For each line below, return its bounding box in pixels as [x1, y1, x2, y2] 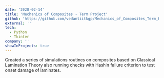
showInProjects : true [5, 43, 49, 48]
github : [5, 16, 21, 21]
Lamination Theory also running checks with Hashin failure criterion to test [5, 62, 155, 68]
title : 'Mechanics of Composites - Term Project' [5, 12, 108, 17]
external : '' [5, 20, 32, 26]
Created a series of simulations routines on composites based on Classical [5, 57, 155, 62]
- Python [9, 30, 27, 35]
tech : [5, 25, 16, 30]
